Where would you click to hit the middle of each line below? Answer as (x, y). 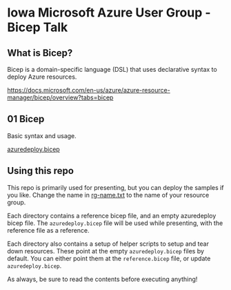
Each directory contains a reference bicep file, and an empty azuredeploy (112, 215)
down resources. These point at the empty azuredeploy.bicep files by (106, 251)
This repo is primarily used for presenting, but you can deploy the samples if (115, 187)
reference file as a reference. (48, 230)
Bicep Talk (38, 27)
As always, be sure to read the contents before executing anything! (102, 279)
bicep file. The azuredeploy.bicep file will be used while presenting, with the (115, 223)
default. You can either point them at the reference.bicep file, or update (109, 258)
